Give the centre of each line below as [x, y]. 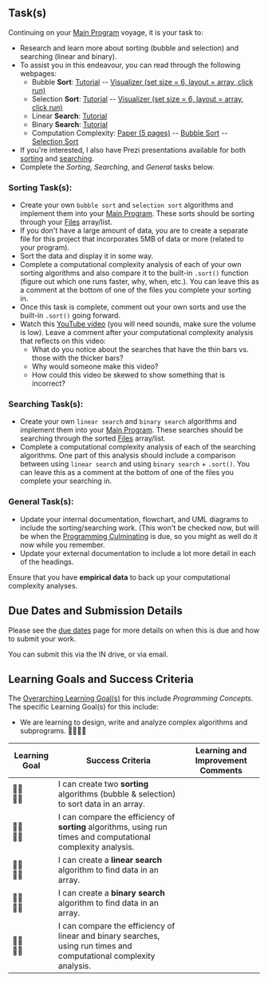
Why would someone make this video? [95, 366]
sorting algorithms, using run [113, 827]
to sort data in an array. [102, 804]
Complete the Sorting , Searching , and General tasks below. [117, 166]
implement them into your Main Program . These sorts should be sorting [137, 214]
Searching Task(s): [46, 405]
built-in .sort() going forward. [70, 316]
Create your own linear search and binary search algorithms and [128, 421]
